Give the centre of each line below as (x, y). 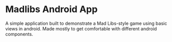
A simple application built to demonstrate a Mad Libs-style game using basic (86, 23)
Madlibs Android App (52, 9)
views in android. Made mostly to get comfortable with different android (81, 28)
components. (19, 34)
